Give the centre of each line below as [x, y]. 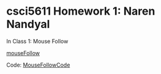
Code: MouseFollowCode [38, 65]
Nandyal [28, 24]
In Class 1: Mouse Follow [37, 41]
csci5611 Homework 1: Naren [81, 11]
